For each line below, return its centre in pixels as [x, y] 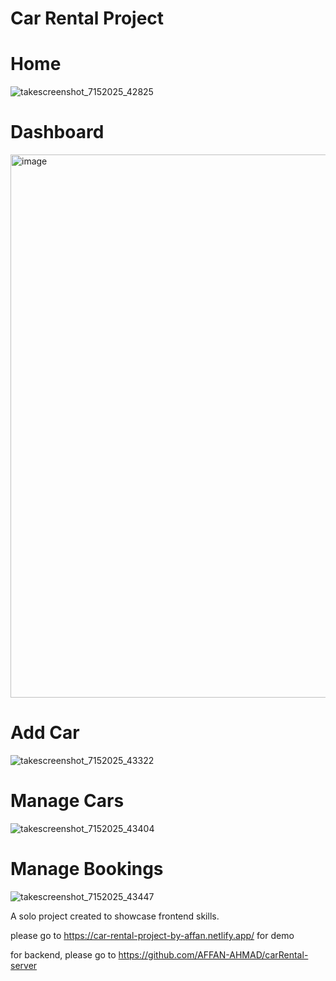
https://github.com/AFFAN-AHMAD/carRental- [213, 954]
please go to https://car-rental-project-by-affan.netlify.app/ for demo [152, 935]
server [24, 965]
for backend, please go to [63, 954]
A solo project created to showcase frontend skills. [115, 916]
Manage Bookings [87, 869]
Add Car [45, 733]
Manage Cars [67, 801]
